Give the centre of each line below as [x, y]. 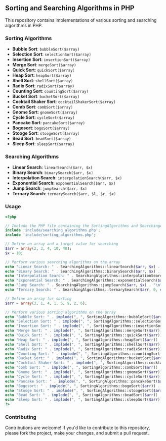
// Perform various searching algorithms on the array [63, 262]
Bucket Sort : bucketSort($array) [46, 97]
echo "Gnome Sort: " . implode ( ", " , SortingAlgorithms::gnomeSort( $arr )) [84, 372]
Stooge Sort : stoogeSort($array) [46, 133]
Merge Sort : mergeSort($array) [44, 65]
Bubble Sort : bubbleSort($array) [46, 49]
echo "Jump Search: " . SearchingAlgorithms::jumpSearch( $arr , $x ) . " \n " [84, 285]
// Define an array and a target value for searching [62, 244]
